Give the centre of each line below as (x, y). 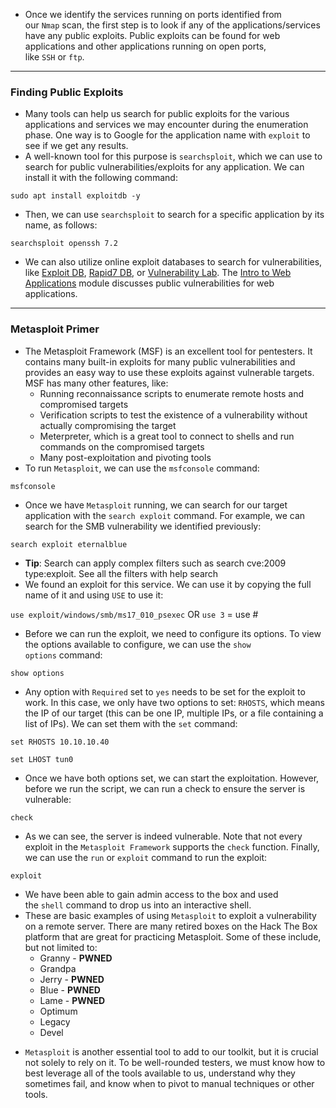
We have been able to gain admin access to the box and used (151, 894)
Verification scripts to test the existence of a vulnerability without (173, 415)
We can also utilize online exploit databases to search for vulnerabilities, (173, 262)
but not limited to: (61, 947)
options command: (63, 655)
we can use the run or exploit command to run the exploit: (146, 857)
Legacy (55, 1021)
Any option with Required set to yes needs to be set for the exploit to (165, 691)
